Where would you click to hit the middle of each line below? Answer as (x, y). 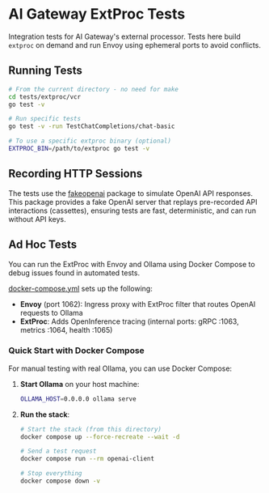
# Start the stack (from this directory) (90, 429)
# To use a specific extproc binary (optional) (90, 141)
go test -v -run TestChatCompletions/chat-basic (92, 126)
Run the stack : (45, 414)
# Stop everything (51, 474)
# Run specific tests (45, 119)
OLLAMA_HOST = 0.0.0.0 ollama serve (78, 399)
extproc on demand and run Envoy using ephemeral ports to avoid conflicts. (134, 45)
